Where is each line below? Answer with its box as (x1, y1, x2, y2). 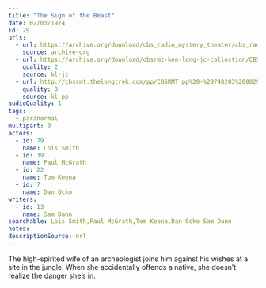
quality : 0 (22, 85, 59, 93)
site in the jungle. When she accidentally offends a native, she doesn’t (8, 262, 237, 271)
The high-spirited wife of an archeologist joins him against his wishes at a (8, 254, 249, 263)
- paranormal (15, 115, 59, 123)
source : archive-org (22, 48, 90, 56)
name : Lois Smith (22, 144, 80, 152)
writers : (8, 195, 37, 203)
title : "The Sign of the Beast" (8, 11, 115, 20)
